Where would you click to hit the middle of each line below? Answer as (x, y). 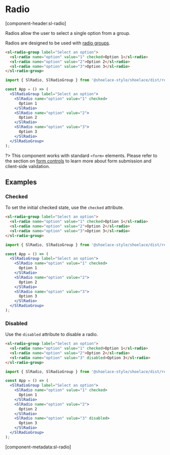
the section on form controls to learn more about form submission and (78, 161)
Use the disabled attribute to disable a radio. (52, 335)
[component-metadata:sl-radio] (38, 447)
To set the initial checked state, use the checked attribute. (65, 208)
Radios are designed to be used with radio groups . (58, 43)
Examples (21, 182)
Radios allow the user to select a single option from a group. (68, 33)
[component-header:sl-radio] (36, 23)
